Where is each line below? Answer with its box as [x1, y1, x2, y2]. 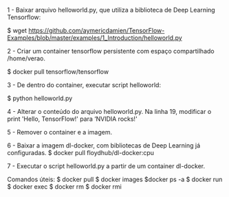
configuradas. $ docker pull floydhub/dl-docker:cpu [7, 149, 155, 157]
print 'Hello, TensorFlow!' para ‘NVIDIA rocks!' [7, 115, 138, 123]
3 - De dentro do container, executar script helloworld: [7, 81, 162, 89]
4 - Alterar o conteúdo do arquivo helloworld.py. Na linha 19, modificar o [7, 108, 212, 115]
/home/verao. [7, 54, 46, 62]
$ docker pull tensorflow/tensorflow [7, 68, 109, 76]
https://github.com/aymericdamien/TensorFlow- [28, 27, 165, 34]
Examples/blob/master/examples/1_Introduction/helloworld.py [7, 34, 182, 42]
